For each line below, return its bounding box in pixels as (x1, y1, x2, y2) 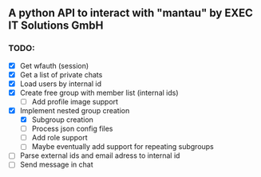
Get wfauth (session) (19, 61, 89, 70)
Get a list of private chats (19, 69, 103, 79)
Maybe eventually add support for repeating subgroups (31, 142, 214, 151)
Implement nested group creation (19, 106, 130, 115)
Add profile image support (31, 96, 118, 106)
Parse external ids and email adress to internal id (19, 151, 180, 160)
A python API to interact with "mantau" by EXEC (8, 6, 253, 20)
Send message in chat (19, 159, 93, 170)
